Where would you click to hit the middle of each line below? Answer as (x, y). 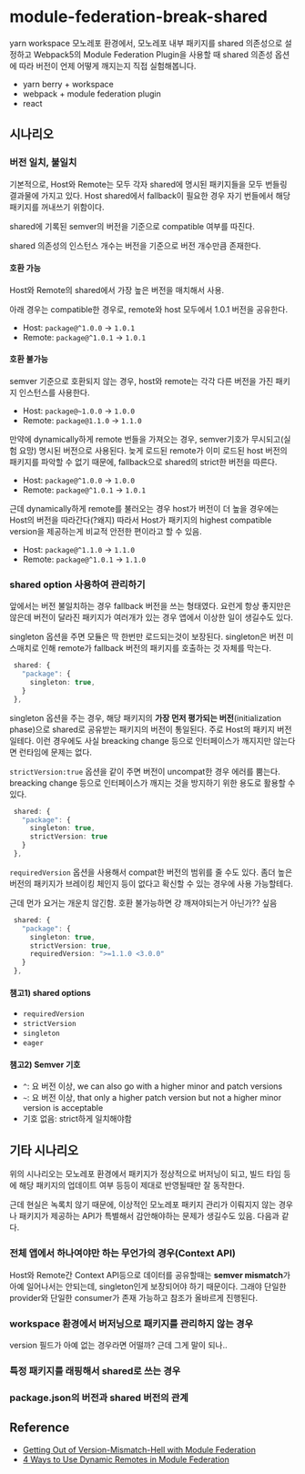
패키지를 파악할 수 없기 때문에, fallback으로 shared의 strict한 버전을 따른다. (143, 463)
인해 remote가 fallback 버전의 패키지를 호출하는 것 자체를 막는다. (156, 648)
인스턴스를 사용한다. (54, 392)
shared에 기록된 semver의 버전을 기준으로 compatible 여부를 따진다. (132, 226)
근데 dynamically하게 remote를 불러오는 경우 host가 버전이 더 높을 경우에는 (144, 509)
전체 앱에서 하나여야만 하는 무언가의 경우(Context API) (123, 1254)
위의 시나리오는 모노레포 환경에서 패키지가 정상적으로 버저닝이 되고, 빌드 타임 (146, 1174)
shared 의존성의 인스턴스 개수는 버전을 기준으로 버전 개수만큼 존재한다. (135, 245)
